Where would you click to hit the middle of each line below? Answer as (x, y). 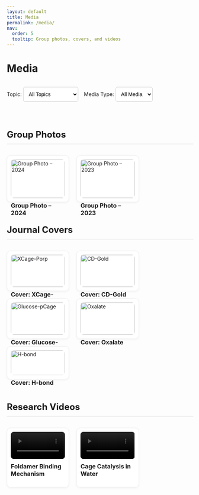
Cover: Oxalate (102, 342)
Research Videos (44, 407)
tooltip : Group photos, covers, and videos (66, 39)
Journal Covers (40, 229)
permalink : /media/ (31, 23)
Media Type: (99, 94)
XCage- (42, 294)
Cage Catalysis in (105, 467)
